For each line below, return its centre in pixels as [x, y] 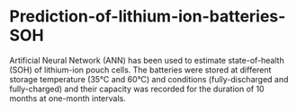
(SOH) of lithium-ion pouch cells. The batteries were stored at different [140, 70]
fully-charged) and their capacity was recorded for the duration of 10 [137, 89]
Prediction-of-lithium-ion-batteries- [148, 17]
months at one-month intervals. [67, 98]
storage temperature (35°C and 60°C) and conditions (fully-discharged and [149, 79]
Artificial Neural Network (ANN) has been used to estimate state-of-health [147, 60]
